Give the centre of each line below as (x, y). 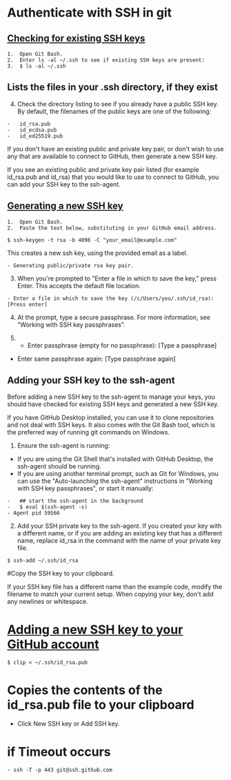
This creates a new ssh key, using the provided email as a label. (98, 253)
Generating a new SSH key (65, 206)
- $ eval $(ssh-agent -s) (48, 507)
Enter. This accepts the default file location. (79, 285)
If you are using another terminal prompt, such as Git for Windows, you (118, 474)
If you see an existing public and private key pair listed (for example (103, 169)
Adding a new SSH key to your (95, 629)
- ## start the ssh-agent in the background (75, 501)
